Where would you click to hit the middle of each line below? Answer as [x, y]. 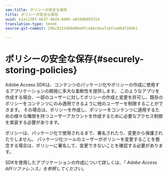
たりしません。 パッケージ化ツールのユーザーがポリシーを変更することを [80, 139]
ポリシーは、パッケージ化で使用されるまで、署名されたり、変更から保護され [84, 133]
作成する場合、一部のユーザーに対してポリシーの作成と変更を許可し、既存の [84, 97]
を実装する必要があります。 [34, 122]
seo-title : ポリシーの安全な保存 [36, 10]
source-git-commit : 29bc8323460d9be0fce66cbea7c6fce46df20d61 [71, 29]
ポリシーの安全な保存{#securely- [74, 59]
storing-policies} [41, 70]
